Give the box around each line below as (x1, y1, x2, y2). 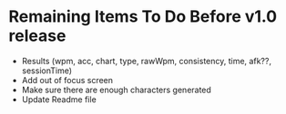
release (8, 25, 66, 46)
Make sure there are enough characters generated (21, 84, 211, 95)
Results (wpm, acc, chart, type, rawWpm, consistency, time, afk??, (21, 55, 272, 66)
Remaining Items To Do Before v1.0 (8, 6, 278, 27)
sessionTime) (21, 65, 73, 76)
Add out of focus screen (21, 74, 114, 85)
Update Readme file (21, 93, 97, 105)
